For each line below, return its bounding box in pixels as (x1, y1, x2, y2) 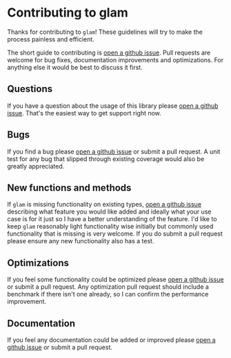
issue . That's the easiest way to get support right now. (7, 109, 162, 117)
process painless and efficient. (7, 35, 94, 43)
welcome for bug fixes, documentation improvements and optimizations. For (7, 55, 224, 64)
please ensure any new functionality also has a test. (7, 237, 154, 245)
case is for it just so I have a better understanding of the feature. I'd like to (7, 215, 217, 223)
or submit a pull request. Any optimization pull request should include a (7, 283, 209, 291)
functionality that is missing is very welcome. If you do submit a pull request (7, 229, 223, 238)
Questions (7, 83, 53, 95)
